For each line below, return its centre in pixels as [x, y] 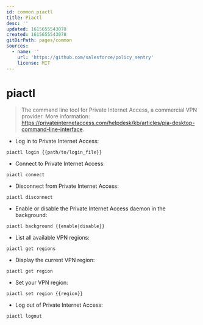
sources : [17, 46]
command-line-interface [52, 129]
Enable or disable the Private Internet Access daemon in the [90, 209]
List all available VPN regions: [52, 238]
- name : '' [26, 52]
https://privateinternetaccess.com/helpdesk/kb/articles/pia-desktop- [108, 123]
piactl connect [26, 175]
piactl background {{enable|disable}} [55, 226]
